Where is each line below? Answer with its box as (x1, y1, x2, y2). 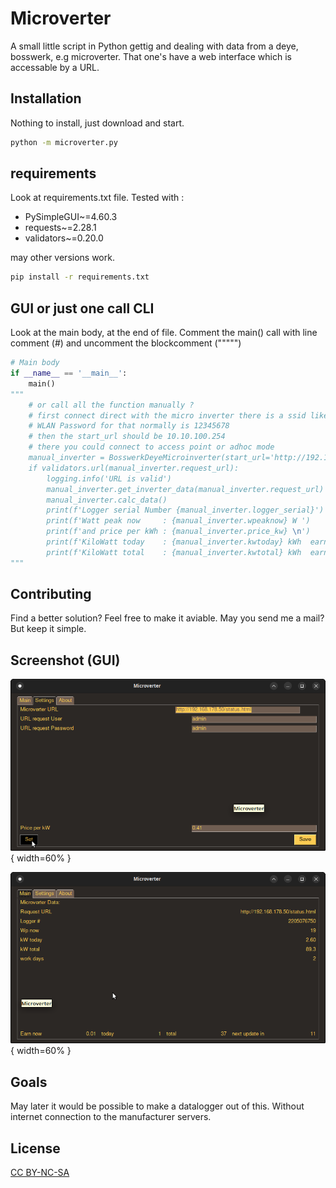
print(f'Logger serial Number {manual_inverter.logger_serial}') (46, 505, 325, 516)
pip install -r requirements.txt (10, 272, 150, 282)
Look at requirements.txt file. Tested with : (10, 192, 185, 204)
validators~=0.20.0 (24, 232, 104, 244)
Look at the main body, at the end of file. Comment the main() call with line (10, 327, 318, 339)
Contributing (10, 586, 92, 603)
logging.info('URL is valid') (46, 473, 172, 484)
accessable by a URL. (10, 61, 100, 73)
